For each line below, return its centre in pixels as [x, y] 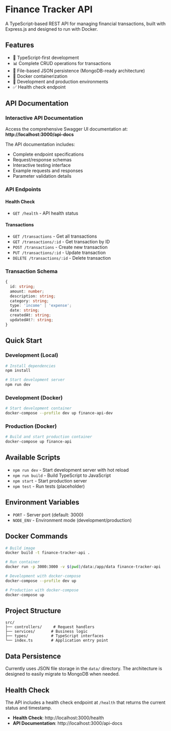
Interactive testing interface [42, 165]
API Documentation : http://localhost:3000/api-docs [67, 723]
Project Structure [33, 611]
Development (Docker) [34, 398]
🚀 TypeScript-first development [46, 57]
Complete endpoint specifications [48, 154]
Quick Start [24, 341]
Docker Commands [36, 536]
